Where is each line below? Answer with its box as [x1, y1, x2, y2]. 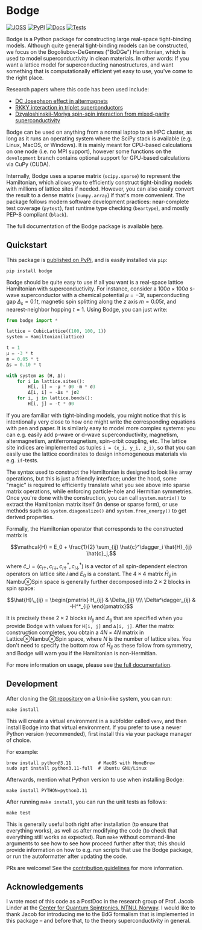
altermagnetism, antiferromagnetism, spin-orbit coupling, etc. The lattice [6, 437, 187, 445]
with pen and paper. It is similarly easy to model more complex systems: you [6, 424, 196, 431]
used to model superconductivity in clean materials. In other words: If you [6, 54, 189, 62]
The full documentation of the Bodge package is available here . [6, 222, 164, 230]
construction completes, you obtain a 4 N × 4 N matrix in [6, 629, 144, 636]
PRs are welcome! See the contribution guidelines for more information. [6, 864, 184, 871]
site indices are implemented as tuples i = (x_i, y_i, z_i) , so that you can [6, 444, 196, 451]
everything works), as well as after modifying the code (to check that [6, 827, 178, 834]
